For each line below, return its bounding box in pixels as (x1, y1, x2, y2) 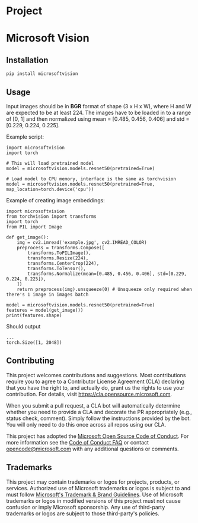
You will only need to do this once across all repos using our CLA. (6, 421, 167, 428)
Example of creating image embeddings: (6, 197, 105, 203)
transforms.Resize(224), (27, 255, 89, 261)
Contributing (6, 356, 55, 366)
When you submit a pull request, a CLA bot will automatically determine (6, 402, 181, 409)
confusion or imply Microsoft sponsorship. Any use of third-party (6, 503, 165, 511)
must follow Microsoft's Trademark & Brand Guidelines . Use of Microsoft (6, 491, 183, 498)
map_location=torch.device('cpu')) (6, 186, 94, 192)
